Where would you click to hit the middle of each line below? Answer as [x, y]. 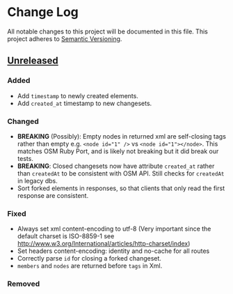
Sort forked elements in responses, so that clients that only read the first [121, 188]
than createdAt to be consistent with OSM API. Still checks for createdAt [121, 173]
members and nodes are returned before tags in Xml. [90, 266]
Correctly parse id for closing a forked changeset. [89, 258]
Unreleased [33, 61]
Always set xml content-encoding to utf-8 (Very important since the [114, 229]
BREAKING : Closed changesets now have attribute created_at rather [116, 166]
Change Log [43, 12]
